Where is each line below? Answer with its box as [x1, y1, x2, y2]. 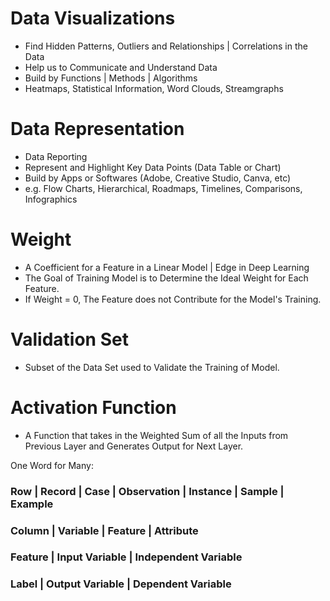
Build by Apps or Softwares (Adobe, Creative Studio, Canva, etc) [24, 172, 292, 184]
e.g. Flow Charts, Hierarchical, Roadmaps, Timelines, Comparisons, [24, 182, 303, 194]
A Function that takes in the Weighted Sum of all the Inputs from [24, 429, 289, 441]
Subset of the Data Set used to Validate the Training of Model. [24, 361, 280, 373]
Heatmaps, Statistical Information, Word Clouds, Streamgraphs [24, 82, 284, 94]
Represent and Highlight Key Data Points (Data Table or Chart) [24, 161, 282, 173]
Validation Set [10, 328, 129, 351]
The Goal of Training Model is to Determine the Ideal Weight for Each [24, 272, 309, 284]
